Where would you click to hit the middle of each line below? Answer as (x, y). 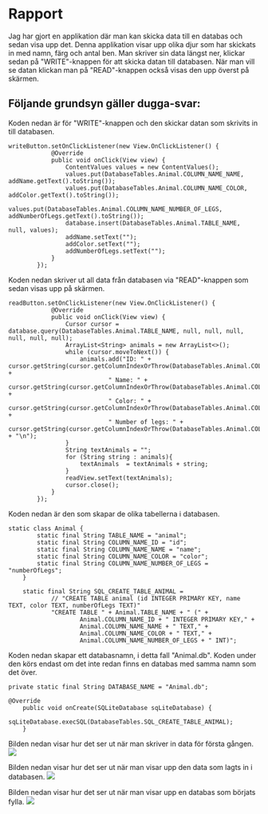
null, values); (33, 230)
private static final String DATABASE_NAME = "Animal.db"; (108, 687)
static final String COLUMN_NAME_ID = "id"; (112, 542)
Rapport (36, 14)
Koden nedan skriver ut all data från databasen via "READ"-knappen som (128, 280)
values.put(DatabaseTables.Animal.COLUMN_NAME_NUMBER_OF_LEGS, (116, 209)
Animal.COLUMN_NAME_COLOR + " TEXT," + (146, 633)
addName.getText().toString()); (62, 181)
